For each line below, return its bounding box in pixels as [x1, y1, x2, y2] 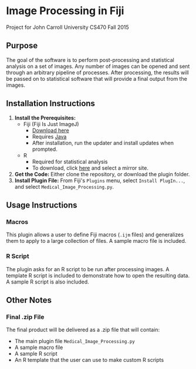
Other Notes [6, 295, 52, 305]
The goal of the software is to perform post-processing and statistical [6, 56, 174, 63]
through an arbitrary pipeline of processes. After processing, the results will [6, 69, 189, 76]
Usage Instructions [6, 200, 77, 210]
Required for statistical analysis [32, 158, 108, 165]
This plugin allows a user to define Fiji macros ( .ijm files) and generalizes [6, 231, 184, 238]
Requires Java [32, 133, 67, 140]
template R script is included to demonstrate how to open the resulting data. [6, 272, 190, 279]
